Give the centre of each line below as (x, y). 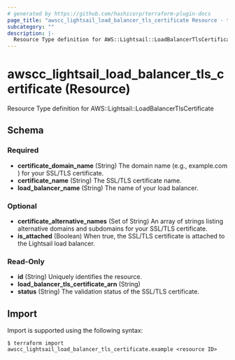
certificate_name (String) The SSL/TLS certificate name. (99, 180)
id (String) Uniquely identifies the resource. (79, 277)
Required (23, 150)
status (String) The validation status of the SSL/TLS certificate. (108, 291)
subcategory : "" (31, 27)
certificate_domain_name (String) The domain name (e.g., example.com (122, 166)
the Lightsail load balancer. (56, 244)
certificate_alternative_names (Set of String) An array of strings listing (120, 222)
